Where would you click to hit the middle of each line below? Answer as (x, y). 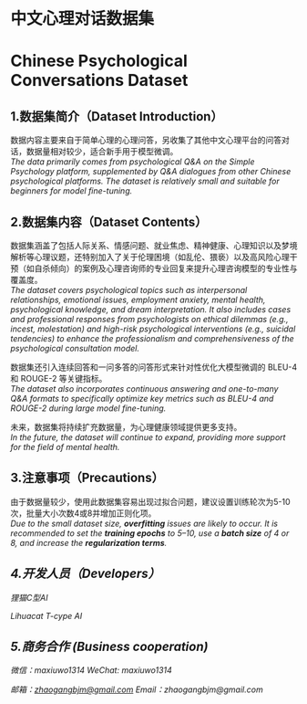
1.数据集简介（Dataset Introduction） (117, 116)
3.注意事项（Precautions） (87, 478)
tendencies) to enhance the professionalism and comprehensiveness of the (152, 338)
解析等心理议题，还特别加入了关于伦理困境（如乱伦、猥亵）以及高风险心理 (150, 257)
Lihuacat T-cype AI (46, 615)
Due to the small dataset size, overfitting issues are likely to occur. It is (144, 523)
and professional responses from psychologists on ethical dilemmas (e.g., (150, 319)
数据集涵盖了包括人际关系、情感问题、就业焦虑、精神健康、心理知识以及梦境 (154, 246)
